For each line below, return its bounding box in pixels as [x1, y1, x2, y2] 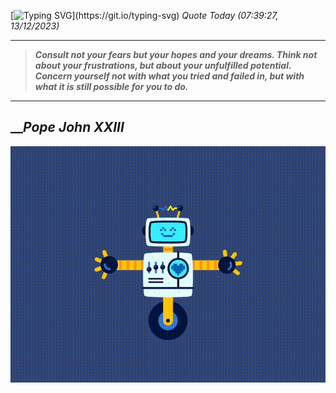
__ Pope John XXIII [10, 119, 125, 136]
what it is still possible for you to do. [34, 81, 189, 92]
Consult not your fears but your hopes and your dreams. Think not [34, 49, 318, 60]
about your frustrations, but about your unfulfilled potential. [34, 60, 292, 71]
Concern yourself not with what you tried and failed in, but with [34, 70, 305, 82]
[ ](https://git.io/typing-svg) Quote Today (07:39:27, [10, 10, 279, 21]
